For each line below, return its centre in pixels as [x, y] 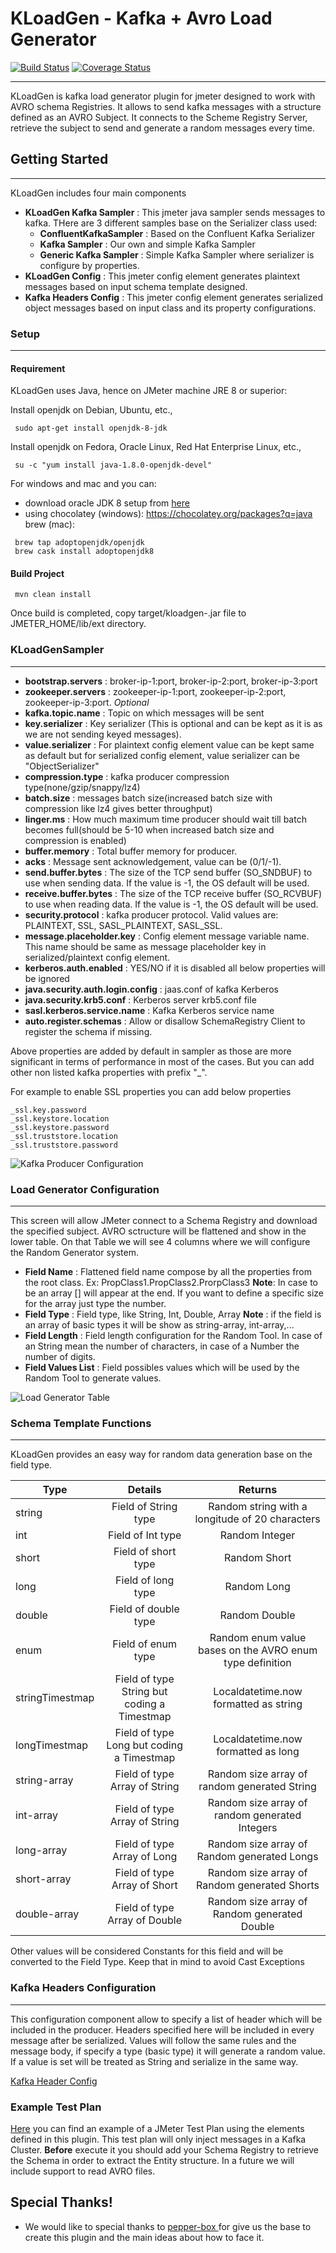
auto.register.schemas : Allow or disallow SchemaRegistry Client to [165, 1021]
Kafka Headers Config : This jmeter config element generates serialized [173, 297]
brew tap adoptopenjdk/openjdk [79, 543]
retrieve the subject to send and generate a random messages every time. [162, 128]
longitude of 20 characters [257, 1519]
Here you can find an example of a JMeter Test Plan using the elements [157, 2128]
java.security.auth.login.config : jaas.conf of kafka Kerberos [151, 989]
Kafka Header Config [54, 2081]
